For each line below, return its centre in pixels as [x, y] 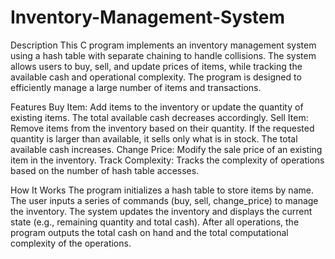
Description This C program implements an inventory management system [163, 45]
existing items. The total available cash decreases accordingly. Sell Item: [159, 117]
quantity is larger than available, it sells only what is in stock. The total [154, 138]
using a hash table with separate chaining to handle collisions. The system [163, 55]
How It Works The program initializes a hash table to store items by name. [162, 190]
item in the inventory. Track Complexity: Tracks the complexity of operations [167, 160]
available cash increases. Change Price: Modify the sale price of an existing [166, 149]
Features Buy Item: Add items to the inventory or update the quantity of [157, 107]
